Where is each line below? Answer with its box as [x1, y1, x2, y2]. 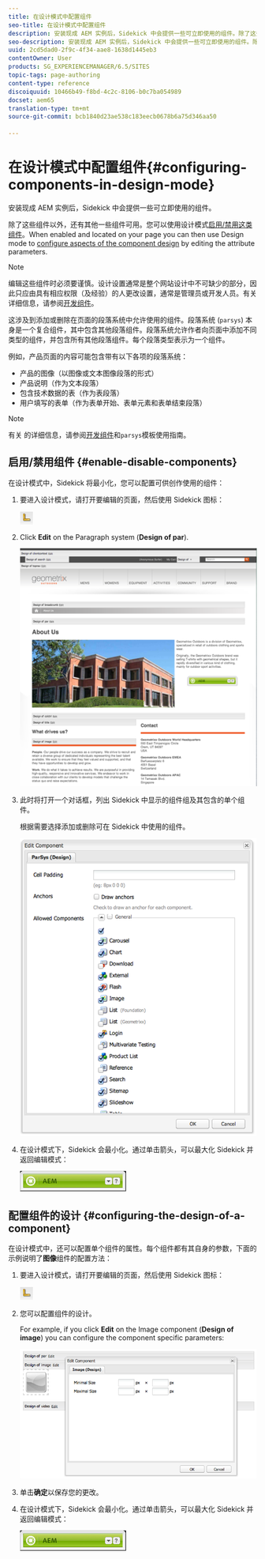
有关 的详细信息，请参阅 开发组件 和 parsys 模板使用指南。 [8, 430, 191, 439]
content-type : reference [8, 79, 90, 87]
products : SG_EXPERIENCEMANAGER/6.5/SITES [8, 63, 150, 71]
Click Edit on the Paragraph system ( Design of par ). [19, 532, 189, 541]
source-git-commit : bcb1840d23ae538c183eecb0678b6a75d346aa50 [8, 113, 217, 121]
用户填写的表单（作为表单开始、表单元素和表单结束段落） [19, 397, 207, 407]
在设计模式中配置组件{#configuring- [8, 159, 247, 177]
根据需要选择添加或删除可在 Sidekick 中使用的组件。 [19, 822, 190, 831]
